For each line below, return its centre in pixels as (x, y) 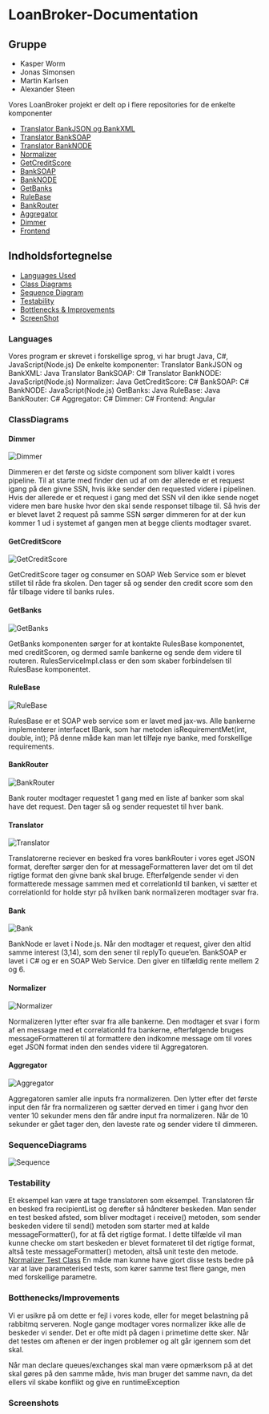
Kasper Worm (42, 63)
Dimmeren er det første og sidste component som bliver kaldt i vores (122, 472)
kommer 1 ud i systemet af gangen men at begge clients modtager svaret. (130, 523)
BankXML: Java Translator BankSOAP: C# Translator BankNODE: (115, 374)
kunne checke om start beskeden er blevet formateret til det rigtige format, (132, 1243)
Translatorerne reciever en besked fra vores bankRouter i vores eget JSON (132, 858)
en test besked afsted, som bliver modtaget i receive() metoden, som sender (134, 1218)
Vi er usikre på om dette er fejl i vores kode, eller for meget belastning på (128, 1315)
